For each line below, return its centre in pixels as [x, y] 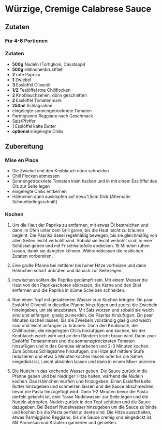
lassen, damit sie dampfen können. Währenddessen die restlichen [78, 250]
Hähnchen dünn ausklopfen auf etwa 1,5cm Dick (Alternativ [71, 197]
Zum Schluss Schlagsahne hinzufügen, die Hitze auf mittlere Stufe [78, 351]
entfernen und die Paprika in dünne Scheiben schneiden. [69, 290]
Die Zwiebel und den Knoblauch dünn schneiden [60, 171]
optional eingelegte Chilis [38, 131]
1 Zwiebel [22, 80]
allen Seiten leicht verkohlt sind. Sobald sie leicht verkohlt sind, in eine [82, 240]
